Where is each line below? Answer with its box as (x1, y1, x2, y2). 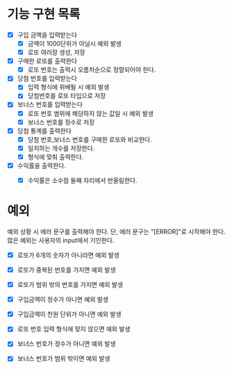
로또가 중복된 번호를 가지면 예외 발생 (17, 265, 116, 274)
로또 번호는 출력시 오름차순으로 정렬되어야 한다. (27, 65, 156, 74)
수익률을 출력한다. (17, 161, 66, 170)
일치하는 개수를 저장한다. (27, 144, 95, 152)
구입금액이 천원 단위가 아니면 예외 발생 (17, 310, 122, 318)
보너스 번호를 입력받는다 (17, 100, 83, 108)
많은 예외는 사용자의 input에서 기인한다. (7, 236, 115, 244)
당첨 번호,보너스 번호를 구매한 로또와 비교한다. (27, 135, 152, 143)
